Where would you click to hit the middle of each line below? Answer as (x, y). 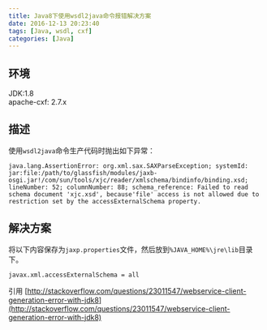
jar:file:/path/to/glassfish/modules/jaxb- (83, 173)
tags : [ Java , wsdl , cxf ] (50, 31)
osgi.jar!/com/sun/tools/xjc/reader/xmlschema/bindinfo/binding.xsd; (129, 180)
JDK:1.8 (21, 93)
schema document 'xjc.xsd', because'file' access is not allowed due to (134, 194)
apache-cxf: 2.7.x (38, 102)
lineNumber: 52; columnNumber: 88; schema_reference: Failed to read (129, 187)
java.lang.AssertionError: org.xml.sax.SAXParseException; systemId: (129, 166)
